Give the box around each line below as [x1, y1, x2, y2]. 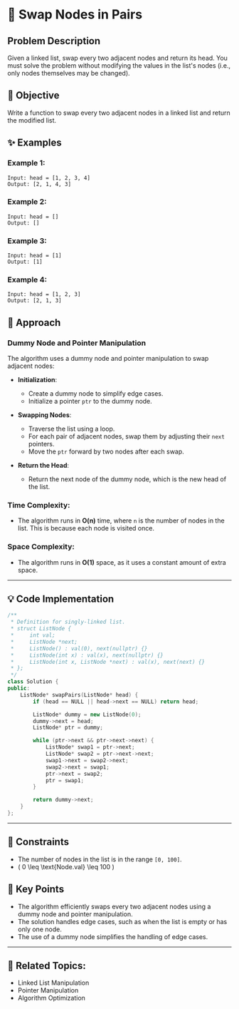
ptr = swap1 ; [45, 777, 84, 784]
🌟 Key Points [7, 883, 65, 896]
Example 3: [7, 235, 48, 245]
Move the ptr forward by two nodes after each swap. [28, 447, 185, 456]
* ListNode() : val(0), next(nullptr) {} [10, 645, 148, 652]
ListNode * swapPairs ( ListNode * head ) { [20, 691, 139, 698]
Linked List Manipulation [17, 978, 90, 987]
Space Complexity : [7, 542, 75, 552]
